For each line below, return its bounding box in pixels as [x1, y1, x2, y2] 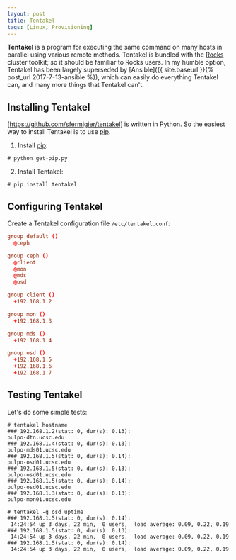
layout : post [7, 10, 46, 18]
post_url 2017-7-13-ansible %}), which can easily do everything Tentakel [7, 73, 219, 82]
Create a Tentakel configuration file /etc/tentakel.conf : [7, 219, 171, 228]
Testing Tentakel [7, 389, 83, 401]
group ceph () [7, 252, 49, 259]
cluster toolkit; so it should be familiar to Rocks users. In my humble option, [7, 58, 226, 67]
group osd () [7, 349, 46, 357]
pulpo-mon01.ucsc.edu [7, 495, 71, 503]
